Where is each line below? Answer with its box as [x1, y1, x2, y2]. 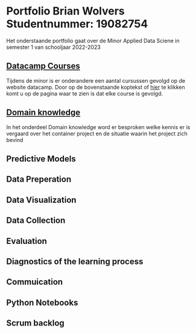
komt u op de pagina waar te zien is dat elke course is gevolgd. [6, 89, 163, 97]
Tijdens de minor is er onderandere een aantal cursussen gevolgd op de [6, 77, 186, 84]
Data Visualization [6, 194, 77, 205]
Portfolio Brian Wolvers [6, 4, 125, 18]
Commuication [6, 277, 63, 287]
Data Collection [6, 216, 66, 226]
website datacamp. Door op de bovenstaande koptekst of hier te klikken [6, 83, 185, 91]
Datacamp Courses [6, 61, 80, 71]
